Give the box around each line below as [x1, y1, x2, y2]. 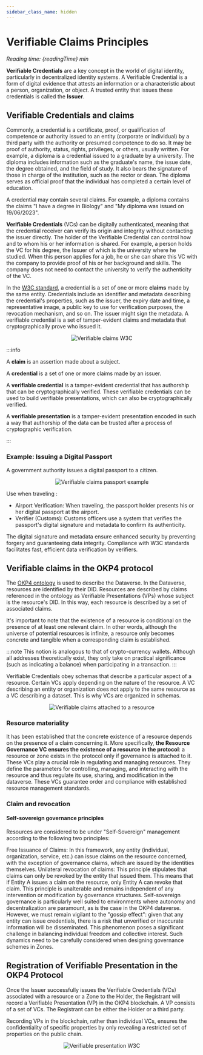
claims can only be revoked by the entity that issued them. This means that [6, 872, 194, 879]
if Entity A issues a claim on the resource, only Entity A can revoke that [6, 878, 183, 886]
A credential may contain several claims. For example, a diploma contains [6, 196, 190, 203]
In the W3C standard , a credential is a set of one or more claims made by [6, 284, 190, 291]
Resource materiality [6, 719, 69, 727]
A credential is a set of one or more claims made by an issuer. [6, 370, 162, 377]
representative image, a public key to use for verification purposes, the [6, 304, 184, 311]
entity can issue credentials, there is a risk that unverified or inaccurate [6, 917, 184, 924]
